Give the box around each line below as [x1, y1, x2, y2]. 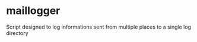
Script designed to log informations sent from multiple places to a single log [6, 23, 192, 30]
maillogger [6, 4, 61, 17]
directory [6, 29, 28, 36]
